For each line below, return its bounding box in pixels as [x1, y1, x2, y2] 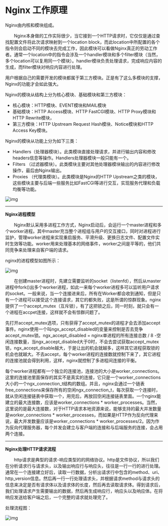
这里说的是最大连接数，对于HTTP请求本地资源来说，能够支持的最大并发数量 [5, 405, 161, 411]
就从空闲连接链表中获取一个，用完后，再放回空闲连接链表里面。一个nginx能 [5, 393, 161, 399]
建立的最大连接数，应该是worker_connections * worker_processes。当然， [5, 399, 160, 405]
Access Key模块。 [12, 127, 50, 133]
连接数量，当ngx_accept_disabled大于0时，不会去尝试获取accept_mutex [9, 339, 159, 345]
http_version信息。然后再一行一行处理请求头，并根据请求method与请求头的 [5, 475, 160, 481]
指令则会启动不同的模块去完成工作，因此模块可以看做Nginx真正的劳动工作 [5, 45, 157, 51]
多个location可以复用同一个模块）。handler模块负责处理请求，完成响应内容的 [5, 58, 162, 64]
